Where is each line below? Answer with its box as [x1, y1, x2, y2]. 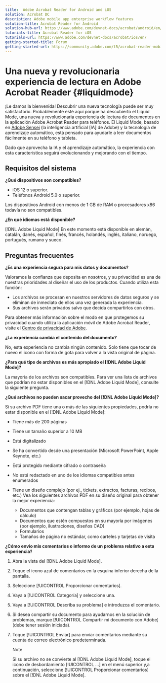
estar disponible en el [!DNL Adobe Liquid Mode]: [5, 409, 106, 415]
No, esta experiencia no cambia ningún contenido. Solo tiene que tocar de [5, 344, 157, 350]
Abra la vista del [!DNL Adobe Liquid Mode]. [12, 558, 102, 564]
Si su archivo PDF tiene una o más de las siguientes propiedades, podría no [5, 404, 159, 410]
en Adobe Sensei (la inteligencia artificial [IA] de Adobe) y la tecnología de [5, 124, 157, 130]
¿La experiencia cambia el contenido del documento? [5, 335, 117, 341]
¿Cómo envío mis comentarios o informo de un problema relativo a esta [5, 543, 155, 549]
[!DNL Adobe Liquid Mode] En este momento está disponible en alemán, [5, 227, 152, 232]
